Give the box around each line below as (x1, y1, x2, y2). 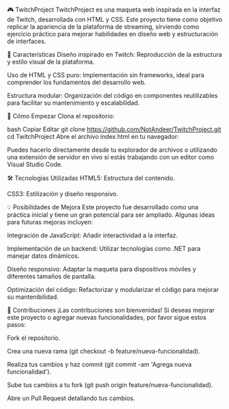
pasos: (7, 321, 26, 328)
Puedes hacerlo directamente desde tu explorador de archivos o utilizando (7, 146, 217, 154)
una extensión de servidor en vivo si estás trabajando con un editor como (7, 153, 215, 161)
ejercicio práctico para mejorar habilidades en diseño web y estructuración (7, 30, 219, 38)
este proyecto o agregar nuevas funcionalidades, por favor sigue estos (7, 313, 206, 321)
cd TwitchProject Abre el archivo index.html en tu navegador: (7, 133, 179, 140)
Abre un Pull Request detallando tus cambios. (7, 394, 135, 402)
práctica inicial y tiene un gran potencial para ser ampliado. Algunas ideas (7, 211, 215, 219)
